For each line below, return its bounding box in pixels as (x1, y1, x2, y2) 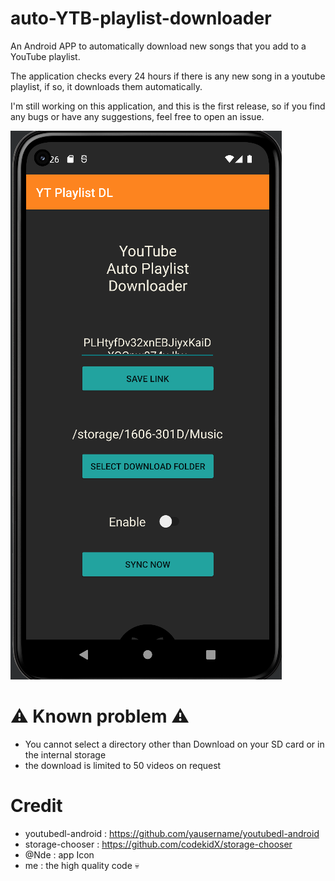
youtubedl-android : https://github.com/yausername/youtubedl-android (24, 827, 320, 839)
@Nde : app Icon (24, 848, 95, 861)
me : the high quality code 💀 (24, 859, 140, 871)
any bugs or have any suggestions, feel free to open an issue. (10, 110, 265, 122)
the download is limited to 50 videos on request (24, 759, 222, 771)
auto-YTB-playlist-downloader (10, 7, 272, 30)
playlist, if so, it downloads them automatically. (10, 80, 203, 92)
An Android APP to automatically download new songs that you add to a (10, 40, 307, 52)
